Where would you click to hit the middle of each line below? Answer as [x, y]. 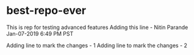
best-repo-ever [46, 11]
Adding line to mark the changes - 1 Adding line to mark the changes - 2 [97, 45]
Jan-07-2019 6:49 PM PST [40, 33]
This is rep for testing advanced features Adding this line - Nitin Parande [97, 27]
